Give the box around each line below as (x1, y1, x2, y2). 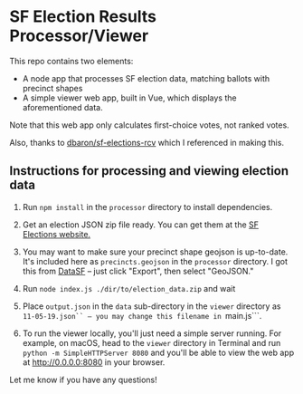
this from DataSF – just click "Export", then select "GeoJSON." (22, 265, 254, 276)
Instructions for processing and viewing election (9, 163, 289, 178)
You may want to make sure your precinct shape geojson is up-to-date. (22, 246, 289, 257)
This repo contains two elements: (9, 55, 134, 66)
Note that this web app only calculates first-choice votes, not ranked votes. (9, 120, 289, 130)
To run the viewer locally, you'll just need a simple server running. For (22, 328, 282, 339)
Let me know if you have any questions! (9, 374, 157, 385)
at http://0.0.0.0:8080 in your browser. (22, 356, 166, 368)
